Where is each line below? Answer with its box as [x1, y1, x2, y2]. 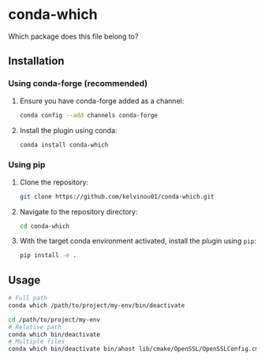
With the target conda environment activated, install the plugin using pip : [19, 236, 256, 246]
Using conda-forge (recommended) [8, 78, 148, 89]
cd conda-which [19, 222, 70, 230]
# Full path [8, 294, 47, 303]
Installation [8, 54, 65, 68]
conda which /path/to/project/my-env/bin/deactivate [8, 301, 185, 309]
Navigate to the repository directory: [19, 207, 138, 216]
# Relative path [8, 323, 62, 331]
